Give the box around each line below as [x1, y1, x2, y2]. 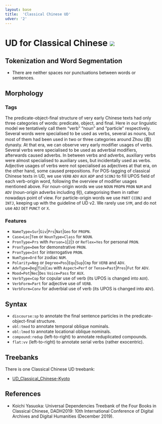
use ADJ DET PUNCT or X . [5, 205, 50, 211]
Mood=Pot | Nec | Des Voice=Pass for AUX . [12, 270, 85, 276]
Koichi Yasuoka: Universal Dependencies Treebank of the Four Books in [12, 402, 157, 409]
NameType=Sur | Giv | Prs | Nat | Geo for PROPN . [12, 229, 91, 235]
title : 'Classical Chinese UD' [5, 12, 71, 17]
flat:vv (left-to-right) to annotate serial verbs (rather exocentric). [12, 339, 144, 345]
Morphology [5, 89, 43, 97]
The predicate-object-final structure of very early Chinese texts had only [5, 115, 151, 121]
